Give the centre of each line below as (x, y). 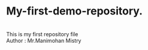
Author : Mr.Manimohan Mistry (44, 40)
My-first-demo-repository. (74, 11)
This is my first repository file (42, 34)
